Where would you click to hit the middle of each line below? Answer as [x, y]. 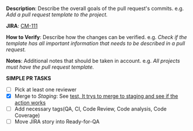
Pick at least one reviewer [45, 89]
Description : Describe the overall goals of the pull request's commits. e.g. [95, 8]
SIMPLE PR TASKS [29, 78]
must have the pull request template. [50, 67]
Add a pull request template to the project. [57, 15]
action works [30, 103]
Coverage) [27, 115]
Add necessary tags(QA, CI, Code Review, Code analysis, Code [91, 109]
